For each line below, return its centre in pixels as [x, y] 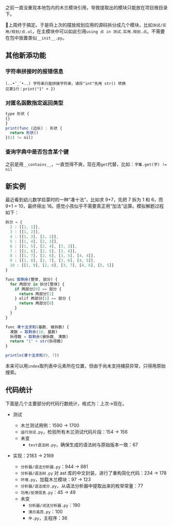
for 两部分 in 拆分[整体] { [37, 284]
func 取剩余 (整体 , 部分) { [32, 279]
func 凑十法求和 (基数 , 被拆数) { [37, 327]
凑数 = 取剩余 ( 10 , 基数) [34, 332]
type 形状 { [17, 114]
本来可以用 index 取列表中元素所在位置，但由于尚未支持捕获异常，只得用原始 [85, 366]
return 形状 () [24, 133]
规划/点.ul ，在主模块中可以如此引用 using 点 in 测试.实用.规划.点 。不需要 [88, 31]
